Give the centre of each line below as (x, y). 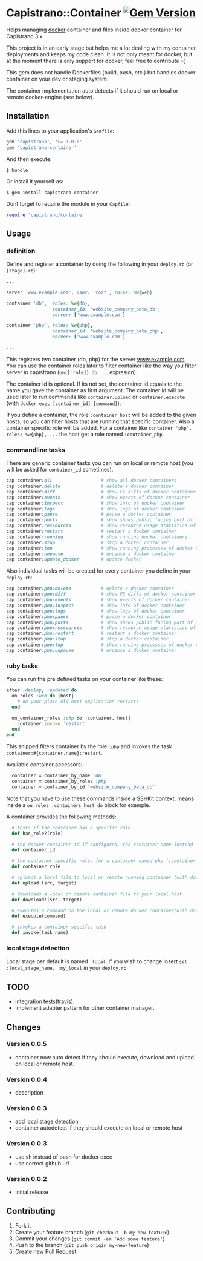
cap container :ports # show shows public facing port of (100, 520)
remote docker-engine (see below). (50, 97)
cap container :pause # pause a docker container (89, 515)
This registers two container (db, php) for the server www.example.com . (96, 359)
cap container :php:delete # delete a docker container (90, 588)
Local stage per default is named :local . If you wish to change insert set (97, 961)
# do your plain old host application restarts (78, 701)
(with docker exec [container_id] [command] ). (64, 403)
